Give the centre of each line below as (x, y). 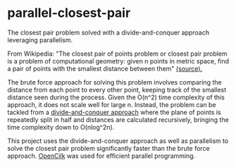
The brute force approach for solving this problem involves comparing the (114, 82)
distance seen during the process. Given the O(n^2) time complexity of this (116, 97)
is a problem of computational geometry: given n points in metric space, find (118, 61)
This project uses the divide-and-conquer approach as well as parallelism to (118, 141)
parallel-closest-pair (69, 13)
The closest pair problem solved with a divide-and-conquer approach (108, 32)
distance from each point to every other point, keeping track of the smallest (117, 89)
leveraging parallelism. (40, 39)
